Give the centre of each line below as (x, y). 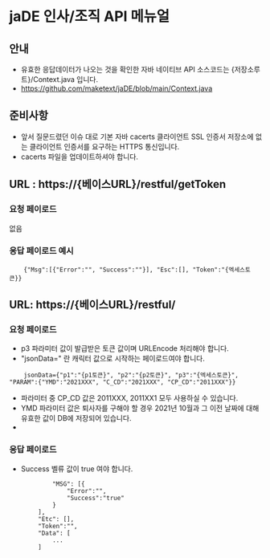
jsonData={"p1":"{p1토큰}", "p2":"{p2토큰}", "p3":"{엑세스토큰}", (131, 375)
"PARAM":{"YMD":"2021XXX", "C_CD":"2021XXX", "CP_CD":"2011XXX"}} (123, 382)
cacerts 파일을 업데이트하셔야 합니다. (80, 157)
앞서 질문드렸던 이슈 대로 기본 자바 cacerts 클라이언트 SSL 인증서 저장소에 (137, 136)
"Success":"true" (96, 498)
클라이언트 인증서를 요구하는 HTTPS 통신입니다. (104, 146)
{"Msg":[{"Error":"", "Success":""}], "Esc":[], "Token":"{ (126, 270)
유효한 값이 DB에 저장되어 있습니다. (76, 418)
